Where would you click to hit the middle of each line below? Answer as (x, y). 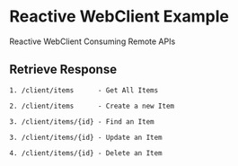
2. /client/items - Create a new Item (92, 106)
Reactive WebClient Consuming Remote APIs (93, 41)
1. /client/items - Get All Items (84, 90)
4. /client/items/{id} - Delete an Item (86, 153)
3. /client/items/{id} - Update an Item (86, 137)
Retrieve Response (63, 70)
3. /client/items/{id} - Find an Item (82, 122)
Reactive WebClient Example (119, 17)
